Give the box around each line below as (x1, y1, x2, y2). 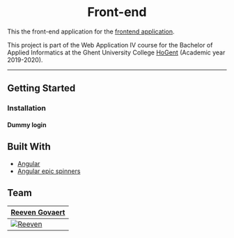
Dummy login (7, 120, 47, 129)
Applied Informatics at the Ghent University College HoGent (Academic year (7, 48, 226, 57)
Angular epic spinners (17, 167, 81, 175)
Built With (7, 141, 51, 153)
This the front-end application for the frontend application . (7, 27, 175, 36)
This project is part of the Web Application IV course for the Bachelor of (7, 40, 213, 49)
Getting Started (7, 82, 76, 94)
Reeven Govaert (10, 207, 65, 217)
